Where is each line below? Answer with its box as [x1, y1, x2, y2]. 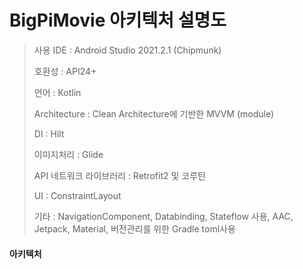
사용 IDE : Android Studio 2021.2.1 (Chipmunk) [33, 44, 222, 56]
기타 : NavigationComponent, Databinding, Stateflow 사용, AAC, [33, 210, 294, 222]
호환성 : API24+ [33, 65, 97, 77]
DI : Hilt [33, 127, 65, 140]
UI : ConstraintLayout [33, 189, 122, 201]
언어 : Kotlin [33, 86, 82, 98]
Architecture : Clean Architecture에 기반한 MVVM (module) [33, 107, 275, 120]
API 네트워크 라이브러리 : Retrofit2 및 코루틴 [33, 169, 206, 181]
